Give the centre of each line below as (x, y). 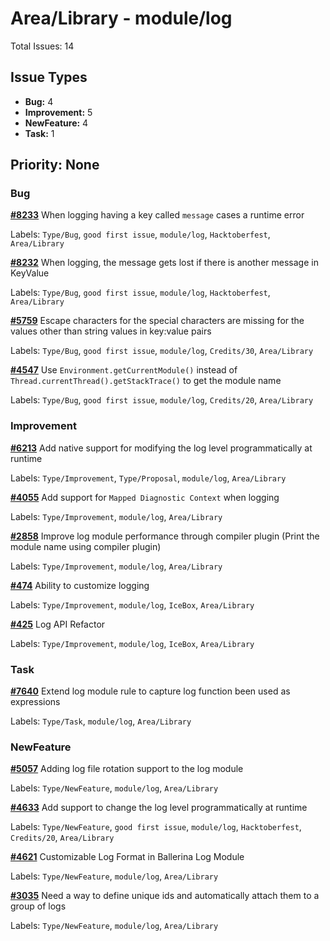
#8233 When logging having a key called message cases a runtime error (157, 215)
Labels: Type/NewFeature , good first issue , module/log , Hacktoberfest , (156, 827)
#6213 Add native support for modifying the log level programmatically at (161, 448)
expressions (35, 702)
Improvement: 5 (58, 112)
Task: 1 (39, 133)
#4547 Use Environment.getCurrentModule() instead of (124, 370)
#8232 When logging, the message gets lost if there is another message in (164, 263)
